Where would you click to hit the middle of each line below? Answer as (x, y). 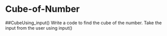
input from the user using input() (39, 28)
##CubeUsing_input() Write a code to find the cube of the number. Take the (83, 23)
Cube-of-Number (43, 9)
